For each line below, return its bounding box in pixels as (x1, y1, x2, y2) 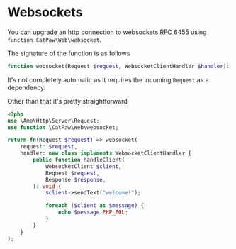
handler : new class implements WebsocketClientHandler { (20, 150, 192, 157)
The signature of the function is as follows (7, 49, 130, 57)
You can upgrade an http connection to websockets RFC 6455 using (7, 28, 207, 36)
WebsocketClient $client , (45, 162, 122, 170)
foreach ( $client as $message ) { (45, 202, 144, 209)
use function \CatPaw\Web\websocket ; (7, 123, 119, 131)
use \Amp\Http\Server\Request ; (7, 117, 100, 124)
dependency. (7, 83, 46, 92)
